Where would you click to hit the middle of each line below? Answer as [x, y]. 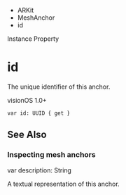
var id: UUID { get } [39, 113]
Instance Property [33, 39]
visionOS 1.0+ [27, 100]
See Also [27, 135]
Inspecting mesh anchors [51, 155]
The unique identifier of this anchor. [59, 87]
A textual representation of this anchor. [64, 184]
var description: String [40, 170]
